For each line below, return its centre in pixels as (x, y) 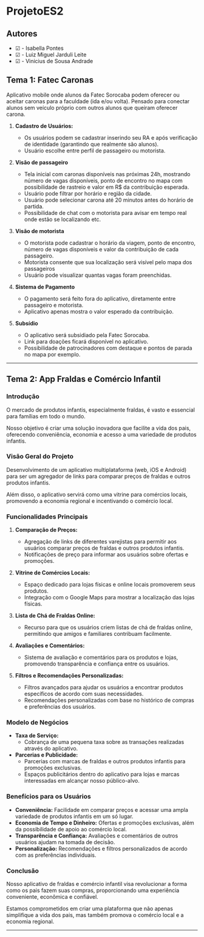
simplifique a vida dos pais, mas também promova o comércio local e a (95, 915)
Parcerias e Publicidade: (46, 755)
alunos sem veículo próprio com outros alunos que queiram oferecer (92, 107)
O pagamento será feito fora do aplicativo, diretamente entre (100, 298)
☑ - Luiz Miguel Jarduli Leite (51, 55)
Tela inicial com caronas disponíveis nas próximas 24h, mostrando (107, 174)
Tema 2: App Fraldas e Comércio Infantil (83, 379)
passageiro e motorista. (54, 305)
